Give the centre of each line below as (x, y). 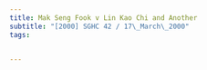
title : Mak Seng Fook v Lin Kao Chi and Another (103, 18)
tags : (20, 35)
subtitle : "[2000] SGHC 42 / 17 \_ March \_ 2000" (99, 26)
